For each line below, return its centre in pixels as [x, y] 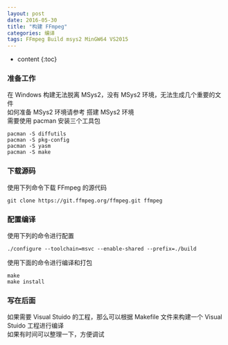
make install [26, 282]
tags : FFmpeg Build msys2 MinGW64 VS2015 [68, 40]
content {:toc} [37, 59]
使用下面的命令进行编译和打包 [50, 263]
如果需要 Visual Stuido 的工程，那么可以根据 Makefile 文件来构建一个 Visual [115, 317]
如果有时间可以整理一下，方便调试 [56, 335]
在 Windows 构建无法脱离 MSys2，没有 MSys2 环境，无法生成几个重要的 [111, 95]
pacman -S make [29, 152]
